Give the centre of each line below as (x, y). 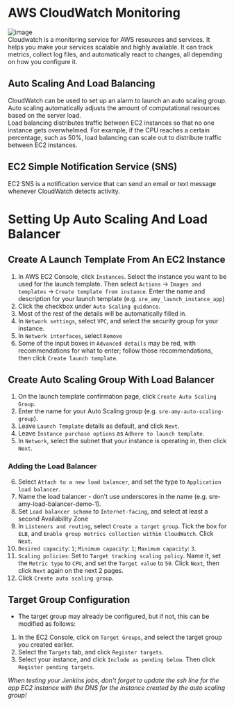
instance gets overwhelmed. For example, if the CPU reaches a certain (109, 130)
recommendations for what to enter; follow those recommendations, (115, 351)
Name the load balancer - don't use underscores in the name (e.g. (112, 496)
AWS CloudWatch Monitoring (94, 13)
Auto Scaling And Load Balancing (82, 84)
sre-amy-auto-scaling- (191, 412)
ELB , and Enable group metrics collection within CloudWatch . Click (116, 533)
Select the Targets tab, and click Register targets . (91, 652)
